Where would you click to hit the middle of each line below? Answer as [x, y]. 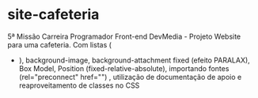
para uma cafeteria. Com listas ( [60, 44]
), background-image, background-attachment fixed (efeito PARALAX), [134, 60]
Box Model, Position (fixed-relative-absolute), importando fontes [124, 68]
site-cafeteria [53, 15]
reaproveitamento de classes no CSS [79, 85]
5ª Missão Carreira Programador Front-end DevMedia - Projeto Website [124, 36]
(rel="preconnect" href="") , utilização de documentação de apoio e [130, 77]
